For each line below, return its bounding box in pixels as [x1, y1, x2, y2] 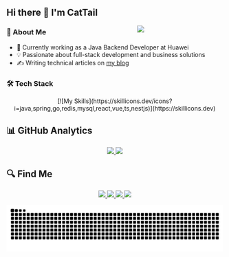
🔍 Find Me [6, 168, 53, 180]
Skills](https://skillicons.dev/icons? [74, 97, 173, 105]
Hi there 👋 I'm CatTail [6, 7, 98, 19]
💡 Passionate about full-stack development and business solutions [16, 50, 206, 58]
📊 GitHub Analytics [6, 125, 93, 137]
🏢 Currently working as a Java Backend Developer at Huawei [16, 43, 189, 52]
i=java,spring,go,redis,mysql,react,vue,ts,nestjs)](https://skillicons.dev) [14, 104, 216, 112]
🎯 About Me [6, 27, 47, 37]
